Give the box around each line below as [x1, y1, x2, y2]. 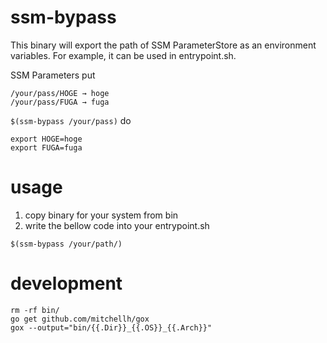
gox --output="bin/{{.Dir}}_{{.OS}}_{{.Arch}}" [10, 322, 213, 333]
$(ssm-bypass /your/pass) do [10, 114, 132, 126]
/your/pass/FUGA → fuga [10, 97, 110, 107]
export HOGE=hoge [10, 134, 83, 144]
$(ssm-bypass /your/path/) [10, 239, 123, 249]
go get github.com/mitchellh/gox [10, 314, 150, 324]
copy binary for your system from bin [24, 209, 179, 221]
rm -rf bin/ [10, 305, 60, 315]
